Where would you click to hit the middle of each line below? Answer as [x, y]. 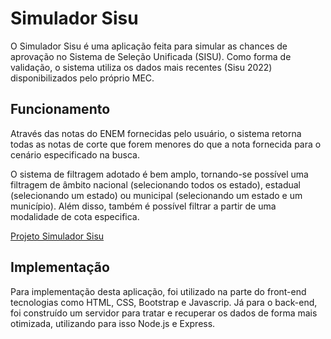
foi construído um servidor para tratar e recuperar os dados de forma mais [164, 313]
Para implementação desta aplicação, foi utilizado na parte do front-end [158, 291]
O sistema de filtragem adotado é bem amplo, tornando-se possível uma [159, 174]
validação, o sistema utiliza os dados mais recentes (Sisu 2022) [141, 67]
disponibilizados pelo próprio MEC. [82, 78]
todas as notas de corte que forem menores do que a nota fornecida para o [166, 144]
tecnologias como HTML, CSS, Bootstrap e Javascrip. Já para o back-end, [164, 302]
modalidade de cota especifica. [75, 216]
